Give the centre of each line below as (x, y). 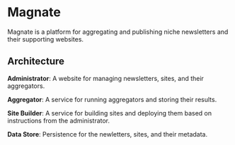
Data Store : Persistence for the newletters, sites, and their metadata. (108, 134)
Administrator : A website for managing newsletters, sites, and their (105, 78)
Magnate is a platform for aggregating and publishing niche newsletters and (118, 32)
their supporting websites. (45, 39)
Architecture (36, 62)
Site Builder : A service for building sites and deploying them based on (110, 113)
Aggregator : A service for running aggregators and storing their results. (112, 99)
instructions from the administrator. (59, 120)
